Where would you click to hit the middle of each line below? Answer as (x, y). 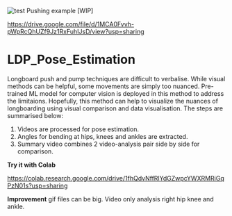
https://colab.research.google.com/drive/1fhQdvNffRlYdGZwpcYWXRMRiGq (116, 178)
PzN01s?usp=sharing (38, 185)
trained (17, 93)
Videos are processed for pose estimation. (78, 129)
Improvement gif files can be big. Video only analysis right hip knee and (110, 199)
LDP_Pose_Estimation (71, 60)
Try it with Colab (32, 165)
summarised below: (35, 115)
